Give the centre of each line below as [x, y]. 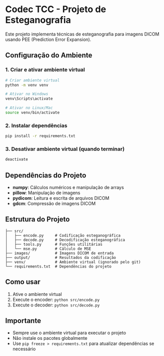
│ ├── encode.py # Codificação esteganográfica [63, 235]
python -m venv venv [27, 85]
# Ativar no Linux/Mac [29, 108]
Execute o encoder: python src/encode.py [56, 299]
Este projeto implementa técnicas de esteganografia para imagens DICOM [83, 34]
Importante [23, 321]
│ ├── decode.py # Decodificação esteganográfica [65, 240]
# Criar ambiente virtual [32, 80]
